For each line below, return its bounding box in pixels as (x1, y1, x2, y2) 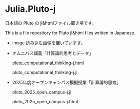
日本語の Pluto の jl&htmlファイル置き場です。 (5, 20, 97, 26)
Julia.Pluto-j (5, 3, 56, 15)
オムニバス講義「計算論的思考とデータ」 (12, 50, 94, 56)
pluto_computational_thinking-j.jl (12, 69, 78, 75)
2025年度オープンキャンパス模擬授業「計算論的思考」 (12, 79, 121, 85)
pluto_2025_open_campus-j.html (12, 98, 78, 104)
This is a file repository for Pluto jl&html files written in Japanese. (5, 30, 136, 36)
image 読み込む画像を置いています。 (12, 40, 85, 46)
